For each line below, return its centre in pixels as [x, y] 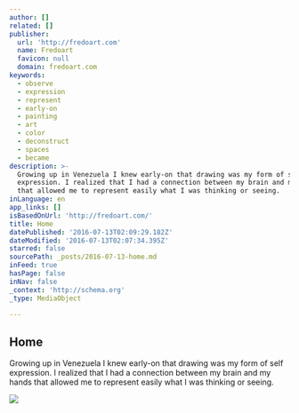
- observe [35, 83]
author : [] [29, 17]
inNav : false [33, 282]
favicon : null [43, 59]
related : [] [31, 26]
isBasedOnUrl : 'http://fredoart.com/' [81, 215]
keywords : [28, 75]
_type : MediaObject [45, 298]
